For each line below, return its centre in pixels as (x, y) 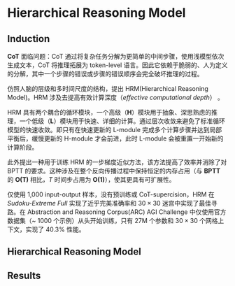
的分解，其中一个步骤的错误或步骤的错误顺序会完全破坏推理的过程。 (105, 74)
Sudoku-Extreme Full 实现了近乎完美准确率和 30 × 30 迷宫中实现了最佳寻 (113, 203)
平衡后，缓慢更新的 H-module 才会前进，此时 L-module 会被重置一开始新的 (115, 138)
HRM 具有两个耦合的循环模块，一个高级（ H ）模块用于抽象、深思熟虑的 (109, 112)
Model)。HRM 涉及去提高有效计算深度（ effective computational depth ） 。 (115, 97)
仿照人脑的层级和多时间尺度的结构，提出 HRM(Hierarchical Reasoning (108, 88)
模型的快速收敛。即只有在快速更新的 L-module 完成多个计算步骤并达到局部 (115, 130)
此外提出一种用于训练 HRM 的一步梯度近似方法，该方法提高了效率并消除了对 (117, 162)
